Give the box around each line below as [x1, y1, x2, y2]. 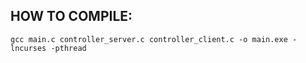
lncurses [10, 43, 47, 53]
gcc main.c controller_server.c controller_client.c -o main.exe [10, 34, 288, 44]
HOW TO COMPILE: [10, 8, 133, 25]
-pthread [50, 43, 87, 53]
